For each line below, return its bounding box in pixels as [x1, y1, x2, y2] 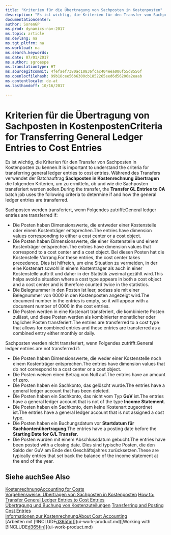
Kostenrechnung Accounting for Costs [5, 486, 84, 492]
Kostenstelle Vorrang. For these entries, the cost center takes [12, 254, 140, 260]
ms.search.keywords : [5, 50, 49, 55]
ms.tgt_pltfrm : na [5, 41, 44, 46]
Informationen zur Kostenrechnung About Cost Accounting [5, 513, 127, 519]
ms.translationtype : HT [5, 64, 56, 69]
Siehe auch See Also [5, 472, 70, 481]
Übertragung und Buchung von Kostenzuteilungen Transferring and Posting [5, 502, 164, 509]
